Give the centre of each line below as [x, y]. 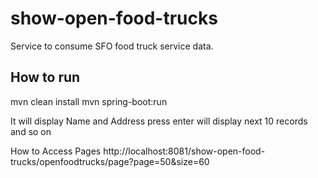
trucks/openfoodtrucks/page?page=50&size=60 [110, 161]
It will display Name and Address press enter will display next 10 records [159, 121]
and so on [31, 131]
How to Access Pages [56, 151]
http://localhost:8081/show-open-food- [184, 151]
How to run [45, 77]
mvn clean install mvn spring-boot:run [89, 101]
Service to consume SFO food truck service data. [112, 46]
